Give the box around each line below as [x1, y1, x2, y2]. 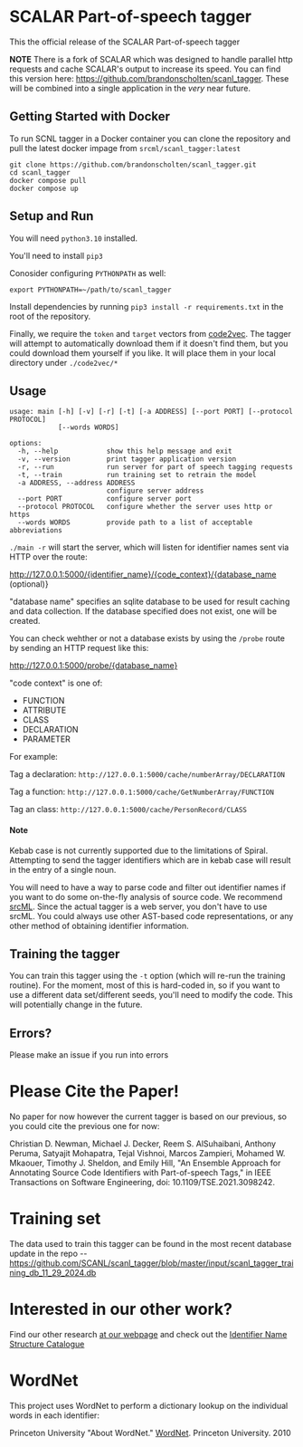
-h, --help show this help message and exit [17, 446, 232, 456]
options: [9, 439, 43, 448]
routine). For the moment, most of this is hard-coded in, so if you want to [9, 980, 280, 991]
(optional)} [9, 579, 49, 589]
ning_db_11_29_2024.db [9, 1268, 97, 1279]
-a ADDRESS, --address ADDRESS [17, 478, 136, 488]
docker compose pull [9, 176, 88, 185]
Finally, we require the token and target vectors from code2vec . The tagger [9, 328, 291, 339]
